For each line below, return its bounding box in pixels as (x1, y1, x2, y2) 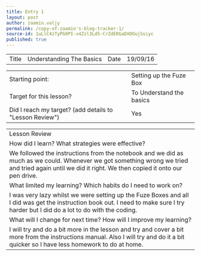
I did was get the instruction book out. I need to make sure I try (9, 199, 185, 206)
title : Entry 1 (6, 8, 44, 15)
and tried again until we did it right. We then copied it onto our (9, 164, 182, 172)
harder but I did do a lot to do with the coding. (9, 206, 138, 214)
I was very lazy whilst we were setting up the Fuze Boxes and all (9, 191, 189, 199)
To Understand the (131, 89, 184, 96)
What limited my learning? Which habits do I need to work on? (9, 181, 183, 189)
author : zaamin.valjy (6, 20, 60, 26)
